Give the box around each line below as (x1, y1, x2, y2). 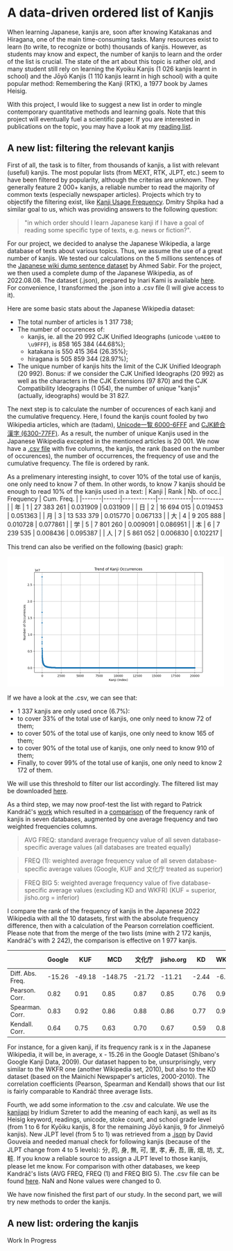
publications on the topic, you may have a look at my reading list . (7, 122, 193, 130)
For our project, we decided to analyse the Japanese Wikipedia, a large (7, 239, 211, 248)
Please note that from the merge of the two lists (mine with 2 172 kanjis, (7, 929, 212, 937)
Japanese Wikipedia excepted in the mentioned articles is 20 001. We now (7, 437, 220, 445)
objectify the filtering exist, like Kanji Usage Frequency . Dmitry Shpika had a (7, 198, 224, 206)
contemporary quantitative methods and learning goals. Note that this (7, 107, 206, 116)
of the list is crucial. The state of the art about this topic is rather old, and (7, 57, 216, 65)
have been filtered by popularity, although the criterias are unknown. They (7, 175, 219, 184)
